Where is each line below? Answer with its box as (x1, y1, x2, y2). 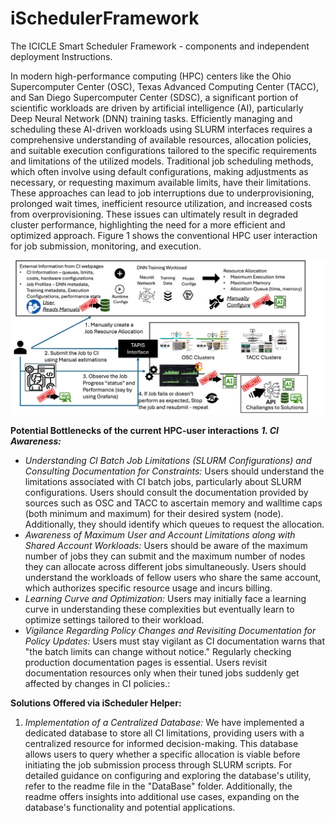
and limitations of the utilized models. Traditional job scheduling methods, (10, 155, 314, 167)
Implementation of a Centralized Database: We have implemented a (24, 716, 305, 728)
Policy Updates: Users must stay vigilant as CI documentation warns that (24, 635, 326, 647)
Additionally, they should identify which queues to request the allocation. (24, 518, 325, 530)
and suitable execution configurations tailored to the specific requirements (10, 144, 317, 156)
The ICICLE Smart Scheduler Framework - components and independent (10, 40, 310, 52)
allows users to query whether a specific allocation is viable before (24, 748, 301, 760)
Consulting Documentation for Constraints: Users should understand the (24, 465, 325, 477)
